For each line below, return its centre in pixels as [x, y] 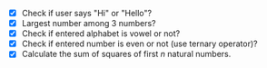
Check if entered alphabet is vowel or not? [101, 34]
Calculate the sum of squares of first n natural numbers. [126, 54]
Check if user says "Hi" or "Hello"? [86, 13]
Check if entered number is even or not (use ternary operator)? [139, 44]
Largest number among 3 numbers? [89, 24]
